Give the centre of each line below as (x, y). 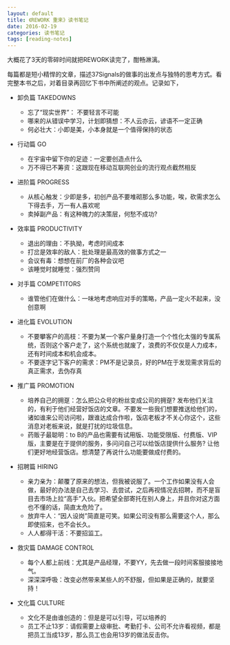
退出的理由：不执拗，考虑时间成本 (76, 244)
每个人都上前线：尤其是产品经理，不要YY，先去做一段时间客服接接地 (125, 562)
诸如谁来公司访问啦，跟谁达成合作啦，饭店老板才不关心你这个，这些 (124, 417)
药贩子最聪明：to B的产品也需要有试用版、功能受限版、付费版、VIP (122, 435)
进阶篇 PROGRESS (43, 182)
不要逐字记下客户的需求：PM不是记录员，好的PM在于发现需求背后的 (124, 362)
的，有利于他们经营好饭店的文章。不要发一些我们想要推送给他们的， (124, 409)
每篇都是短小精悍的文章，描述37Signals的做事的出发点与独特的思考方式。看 (115, 75)
